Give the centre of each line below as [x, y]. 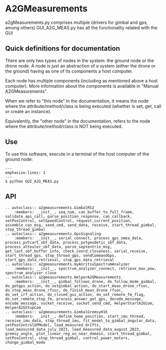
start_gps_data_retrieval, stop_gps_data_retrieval [60, 260]
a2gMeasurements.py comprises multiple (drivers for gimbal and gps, [77, 22]
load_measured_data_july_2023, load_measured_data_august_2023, [73, 330]
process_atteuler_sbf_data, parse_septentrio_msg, [59, 247]
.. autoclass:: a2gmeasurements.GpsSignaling [53, 234]
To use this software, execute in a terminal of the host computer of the [77, 154]
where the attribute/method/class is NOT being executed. [64, 126]
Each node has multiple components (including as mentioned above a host [82, 80]
